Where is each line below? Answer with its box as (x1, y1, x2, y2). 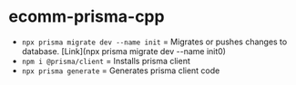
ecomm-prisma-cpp (8, 6, 165, 27)
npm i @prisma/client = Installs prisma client (21, 55, 190, 66)
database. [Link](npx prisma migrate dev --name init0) (21, 45, 227, 56)
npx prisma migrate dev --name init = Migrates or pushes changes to (21, 36, 288, 47)
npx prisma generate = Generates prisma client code (21, 65, 220, 76)
